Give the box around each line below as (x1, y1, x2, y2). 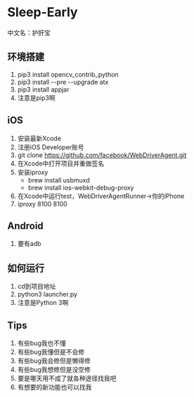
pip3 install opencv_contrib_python (17, 70, 119, 78)
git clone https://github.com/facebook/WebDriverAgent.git (17, 151, 187, 159)
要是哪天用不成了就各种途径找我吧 (17, 374, 117, 383)
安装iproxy (17, 168, 48, 176)
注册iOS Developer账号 (17, 142, 84, 151)
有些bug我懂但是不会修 (17, 348, 85, 356)
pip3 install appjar (17, 85, 70, 94)
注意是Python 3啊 (17, 299, 69, 307)
